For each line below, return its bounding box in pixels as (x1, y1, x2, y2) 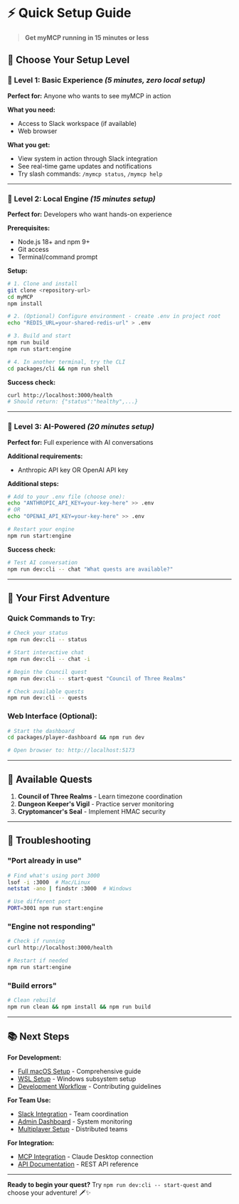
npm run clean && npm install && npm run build (7, 1003, 152, 1010)
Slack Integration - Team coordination (17, 1109, 129, 1118)
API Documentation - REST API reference (17, 1160, 139, 1168)
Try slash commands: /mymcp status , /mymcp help (17, 169, 163, 178)
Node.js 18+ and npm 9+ (17, 237, 90, 245)
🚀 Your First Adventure (7, 591, 110, 604)
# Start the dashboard (7, 727, 75, 734)
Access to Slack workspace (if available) (17, 119, 137, 127)
